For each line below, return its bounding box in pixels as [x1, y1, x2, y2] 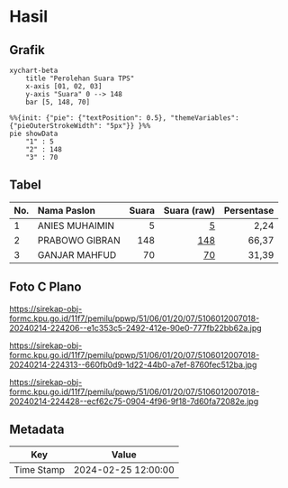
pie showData [9, 129, 58, 138]
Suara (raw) [163, 204, 216, 216]
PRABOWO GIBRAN [37, 234, 121, 246]
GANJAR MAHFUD [37, 248, 117, 261]
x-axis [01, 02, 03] [25, 82, 103, 91]
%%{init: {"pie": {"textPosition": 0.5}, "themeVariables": [9, 114, 240, 123]
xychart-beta [9, 66, 58, 75]
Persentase [223, 204, 274, 216]
